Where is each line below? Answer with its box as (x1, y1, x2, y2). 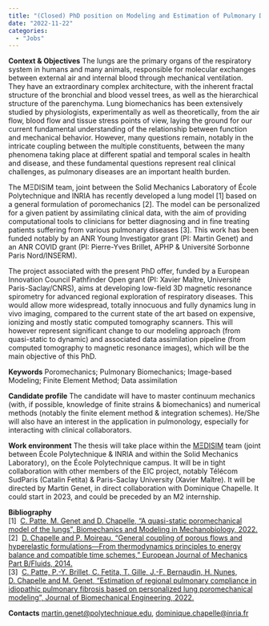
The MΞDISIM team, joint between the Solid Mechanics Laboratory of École (8, 182, 257, 193)
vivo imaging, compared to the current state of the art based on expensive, (8, 309, 256, 319)
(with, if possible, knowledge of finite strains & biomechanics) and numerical (8, 400, 261, 409)
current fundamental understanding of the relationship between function (8, 124, 247, 134)
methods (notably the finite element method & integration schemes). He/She (8, 409, 260, 418)
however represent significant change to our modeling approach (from (8, 326, 241, 335)
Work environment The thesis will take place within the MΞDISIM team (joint (8, 441, 261, 450)
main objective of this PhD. (8, 352, 97, 361)
